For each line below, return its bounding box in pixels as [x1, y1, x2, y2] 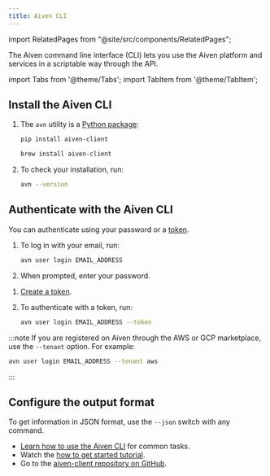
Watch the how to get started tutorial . [20, 450, 146, 460]
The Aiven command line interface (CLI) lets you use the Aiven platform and [8, 50, 263, 59]
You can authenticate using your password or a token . [8, 225, 189, 234]
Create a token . [20, 286, 72, 296]
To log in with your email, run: [20, 240, 120, 250]
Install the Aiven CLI [8, 98, 112, 112]
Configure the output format [8, 395, 155, 409]
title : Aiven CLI [8, 11, 67, 20]
